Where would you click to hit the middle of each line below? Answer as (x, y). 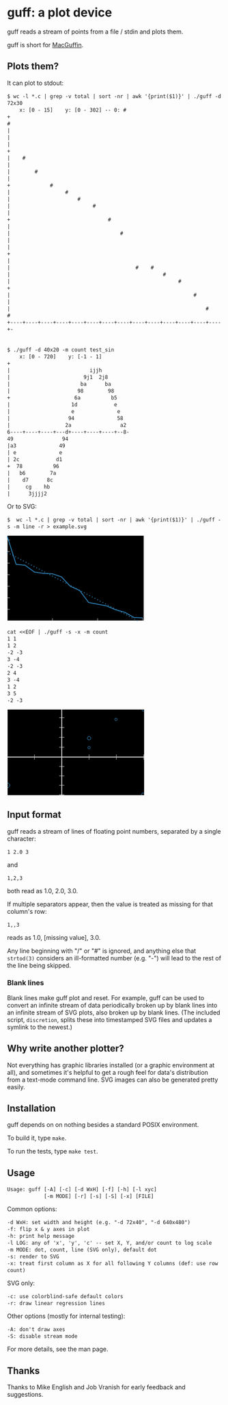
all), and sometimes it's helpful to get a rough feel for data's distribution (108, 1072)
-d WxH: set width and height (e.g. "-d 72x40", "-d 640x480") (99, 1223)
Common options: (32, 1209)
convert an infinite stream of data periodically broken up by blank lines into (112, 1005)
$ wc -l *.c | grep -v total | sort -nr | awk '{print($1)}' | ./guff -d (114, 96)
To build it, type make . (37, 1138)
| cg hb (29, 487)
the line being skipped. (39, 965)
